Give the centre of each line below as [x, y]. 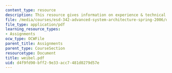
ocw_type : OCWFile [25, 39]
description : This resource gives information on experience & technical [86, 15]
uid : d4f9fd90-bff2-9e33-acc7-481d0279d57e [52, 63]
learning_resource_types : [33, 29]
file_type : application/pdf [35, 24]
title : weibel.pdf [25, 58]
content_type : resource [31, 10]
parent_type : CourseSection [35, 48]
